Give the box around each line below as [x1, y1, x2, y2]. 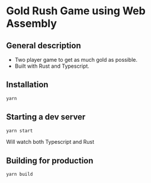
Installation [6, 80, 49, 90]
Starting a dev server [6, 112, 86, 122]
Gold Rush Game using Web [6, 4, 146, 18]
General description [6, 40, 81, 51]
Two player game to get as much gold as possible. [14, 56, 138, 63]
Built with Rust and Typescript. [14, 62, 90, 70]
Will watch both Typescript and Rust [6, 138, 95, 146]
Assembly [6, 17, 57, 30]
